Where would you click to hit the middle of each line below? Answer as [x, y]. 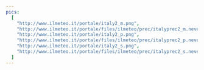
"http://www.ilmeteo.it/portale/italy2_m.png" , [78, 23]
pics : [12, 12]
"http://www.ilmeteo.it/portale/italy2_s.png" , [78, 46]
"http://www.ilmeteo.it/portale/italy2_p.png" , [78, 35]
